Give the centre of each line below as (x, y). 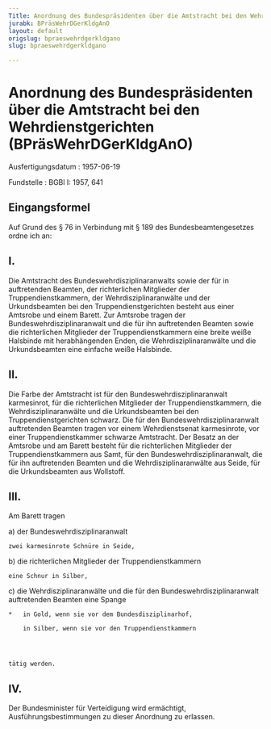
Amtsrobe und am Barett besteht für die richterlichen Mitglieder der (120, 446)
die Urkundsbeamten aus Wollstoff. (67, 471)
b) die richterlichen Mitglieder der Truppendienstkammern (105, 561)
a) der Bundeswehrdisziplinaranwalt (68, 532)
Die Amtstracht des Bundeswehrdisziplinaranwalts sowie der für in (119, 280)
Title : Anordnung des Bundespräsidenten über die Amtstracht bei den (128, 16)
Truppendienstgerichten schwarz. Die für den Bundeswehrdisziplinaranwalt (134, 420)
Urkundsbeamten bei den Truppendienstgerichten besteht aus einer (121, 306)
